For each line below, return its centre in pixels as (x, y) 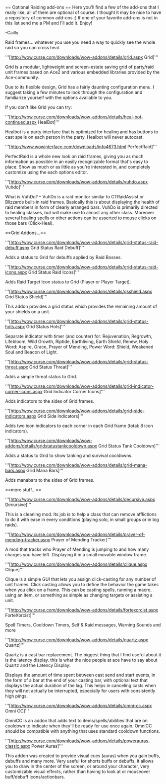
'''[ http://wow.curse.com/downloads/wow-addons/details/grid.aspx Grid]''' (82, 57)
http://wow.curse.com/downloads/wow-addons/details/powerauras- (80, 741)
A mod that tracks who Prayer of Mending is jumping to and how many (77, 549)
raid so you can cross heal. (33, 47)
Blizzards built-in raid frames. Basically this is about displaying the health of (83, 202)
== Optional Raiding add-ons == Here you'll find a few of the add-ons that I (82, 7)
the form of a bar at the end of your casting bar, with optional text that (76, 680)
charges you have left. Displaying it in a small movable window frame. (76, 555)
